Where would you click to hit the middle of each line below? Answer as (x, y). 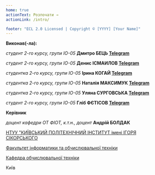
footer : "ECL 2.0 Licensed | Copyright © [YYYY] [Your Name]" (73, 29)
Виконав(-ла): (21, 43)
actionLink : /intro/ (28, 19)
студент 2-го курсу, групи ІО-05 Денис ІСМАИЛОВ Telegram (73, 63)
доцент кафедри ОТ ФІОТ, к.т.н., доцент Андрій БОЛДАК (68, 123)
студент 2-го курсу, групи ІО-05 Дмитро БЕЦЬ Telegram (68, 53)
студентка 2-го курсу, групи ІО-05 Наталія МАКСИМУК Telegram (78, 83)
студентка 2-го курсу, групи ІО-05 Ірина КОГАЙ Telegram (69, 73)
